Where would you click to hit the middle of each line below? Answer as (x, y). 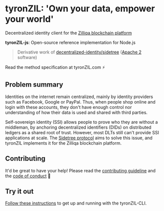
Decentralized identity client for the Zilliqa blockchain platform (69, 33)
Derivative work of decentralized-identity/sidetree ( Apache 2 (79, 52)
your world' (29, 19)
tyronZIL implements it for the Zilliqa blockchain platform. (63, 143)
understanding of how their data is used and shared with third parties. (76, 112)
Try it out (19, 191)
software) (27, 57)
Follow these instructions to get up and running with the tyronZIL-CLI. (76, 203)
